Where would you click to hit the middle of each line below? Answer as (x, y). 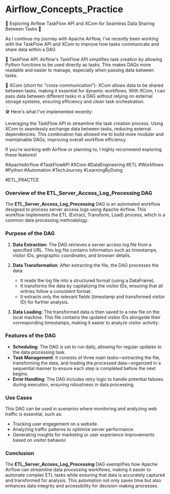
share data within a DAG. (31, 49)
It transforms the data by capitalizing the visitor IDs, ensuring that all (92, 286)
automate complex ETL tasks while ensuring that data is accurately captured (85, 475)
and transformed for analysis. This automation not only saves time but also (83, 480)
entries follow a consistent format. (56, 291)
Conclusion (20, 453)
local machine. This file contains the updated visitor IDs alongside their (87, 317)
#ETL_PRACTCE (22, 180)
